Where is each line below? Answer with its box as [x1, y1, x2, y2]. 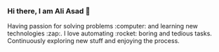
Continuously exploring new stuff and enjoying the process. [7, 37, 180, 45]
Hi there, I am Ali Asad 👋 [7, 6, 91, 16]
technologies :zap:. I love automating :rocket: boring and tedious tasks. [7, 29, 213, 37]
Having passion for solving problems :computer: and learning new [7, 22, 199, 31]
